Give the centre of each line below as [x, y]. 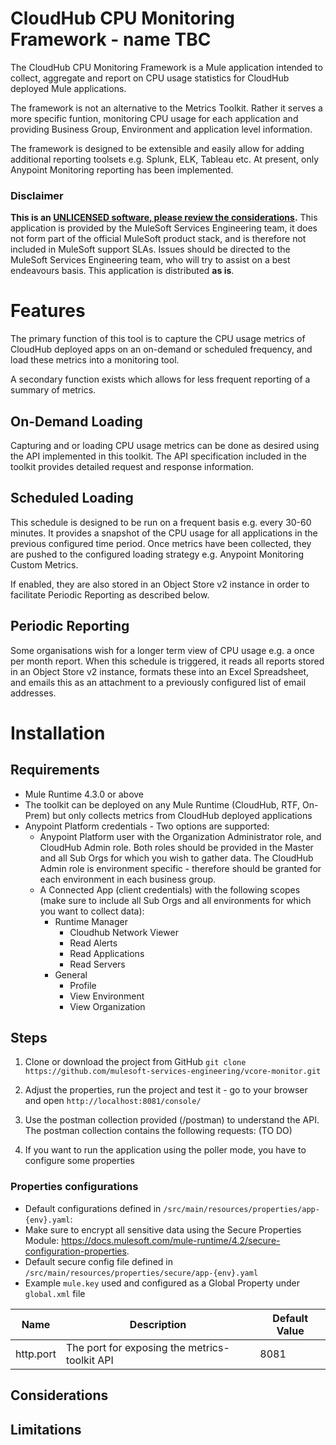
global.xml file [55, 1293]
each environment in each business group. [128, 879]
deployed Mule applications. [68, 88]
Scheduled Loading [72, 498]
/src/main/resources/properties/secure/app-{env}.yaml [141, 1273]
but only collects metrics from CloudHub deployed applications [182, 815]
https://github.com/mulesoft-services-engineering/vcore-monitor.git [173, 1072]
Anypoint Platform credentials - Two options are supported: [147, 826]
